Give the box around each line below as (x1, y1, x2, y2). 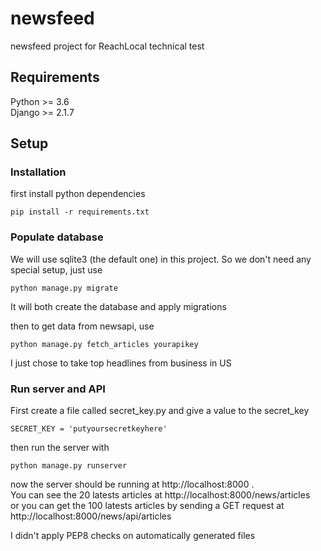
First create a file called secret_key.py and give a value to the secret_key (10, 405, 310, 417)
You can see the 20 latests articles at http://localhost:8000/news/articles (10, 489, 311, 501)
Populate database (10, 230, 104, 244)
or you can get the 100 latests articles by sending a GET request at (10, 500, 285, 512)
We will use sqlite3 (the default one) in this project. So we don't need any (10, 253, 312, 265)
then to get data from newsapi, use (10, 320, 155, 332)
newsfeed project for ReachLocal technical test (10, 40, 205, 52)
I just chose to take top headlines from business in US (10, 357, 232, 369)
